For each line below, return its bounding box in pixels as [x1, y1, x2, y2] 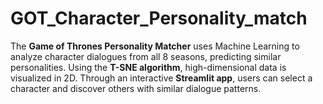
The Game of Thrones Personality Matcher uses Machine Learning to [10, 40, 300, 52]
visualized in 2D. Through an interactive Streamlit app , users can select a [10, 72, 313, 84]
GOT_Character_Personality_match [10, 7, 308, 30]
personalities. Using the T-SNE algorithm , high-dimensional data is [10, 61, 287, 73]
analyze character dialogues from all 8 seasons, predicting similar [10, 50, 282, 62]
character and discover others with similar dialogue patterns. [10, 82, 262, 94]
